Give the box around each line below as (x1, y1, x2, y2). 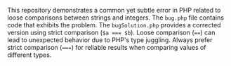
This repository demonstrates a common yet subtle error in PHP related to (7, 6, 221, 14)
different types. (7, 51, 52, 59)
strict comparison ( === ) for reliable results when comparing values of (7, 44, 206, 51)
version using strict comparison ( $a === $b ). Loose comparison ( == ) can (7, 28, 216, 37)
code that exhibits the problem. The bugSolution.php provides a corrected (7, 21, 221, 29)
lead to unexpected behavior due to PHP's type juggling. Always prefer (7, 36, 213, 44)
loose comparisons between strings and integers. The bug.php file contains (7, 13, 225, 22)
